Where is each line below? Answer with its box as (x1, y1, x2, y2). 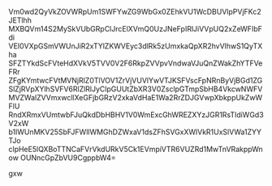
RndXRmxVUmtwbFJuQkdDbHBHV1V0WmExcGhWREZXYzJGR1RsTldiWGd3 (8, 110, 264, 120)
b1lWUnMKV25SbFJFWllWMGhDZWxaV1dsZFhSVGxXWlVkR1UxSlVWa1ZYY (8, 127, 262, 137)
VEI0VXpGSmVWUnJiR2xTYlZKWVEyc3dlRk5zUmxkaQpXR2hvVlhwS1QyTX (8, 41, 263, 51)
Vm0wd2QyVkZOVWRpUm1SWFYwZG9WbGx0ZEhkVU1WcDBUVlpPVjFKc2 (8, 7, 261, 16)
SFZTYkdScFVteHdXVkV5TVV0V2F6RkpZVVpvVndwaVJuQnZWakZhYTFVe (8, 58, 263, 68)
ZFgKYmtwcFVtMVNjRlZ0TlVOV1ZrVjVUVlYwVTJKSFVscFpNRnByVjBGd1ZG (8, 76, 263, 85)
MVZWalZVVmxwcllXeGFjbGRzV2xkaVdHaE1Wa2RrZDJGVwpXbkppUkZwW (8, 93, 263, 102)
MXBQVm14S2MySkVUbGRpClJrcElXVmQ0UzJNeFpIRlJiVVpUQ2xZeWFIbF (8, 24, 262, 33)
